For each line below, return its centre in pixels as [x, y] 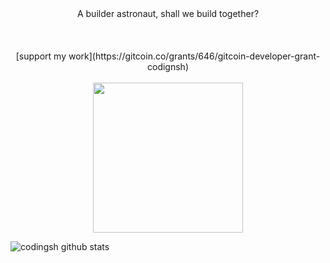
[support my [41, 56]
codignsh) [168, 66]
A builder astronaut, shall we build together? [168, 13]
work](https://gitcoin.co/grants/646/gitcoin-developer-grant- [194, 56]
